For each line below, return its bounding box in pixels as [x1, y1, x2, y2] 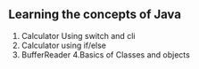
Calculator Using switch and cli [21, 30, 136, 41]
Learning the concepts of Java [8, 7, 182, 22]
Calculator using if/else [21, 40, 107, 50]
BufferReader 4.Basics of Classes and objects [21, 49, 191, 60]
